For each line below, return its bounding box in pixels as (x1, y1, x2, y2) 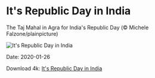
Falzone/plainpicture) (6, 30, 58, 37)
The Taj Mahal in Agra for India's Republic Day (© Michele (6, 24, 149, 31)
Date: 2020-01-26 (6, 53, 51, 60)
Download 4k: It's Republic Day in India (6, 64, 103, 72)
